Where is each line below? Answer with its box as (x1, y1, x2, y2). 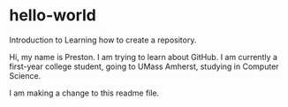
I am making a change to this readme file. (9, 88, 160, 98)
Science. (9, 70, 42, 80)
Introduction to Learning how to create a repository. (9, 34, 197, 45)
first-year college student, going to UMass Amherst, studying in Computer (9, 61, 280, 72)
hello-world (9, 5, 97, 26)
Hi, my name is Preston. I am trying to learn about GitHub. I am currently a (9, 51, 278, 62)
